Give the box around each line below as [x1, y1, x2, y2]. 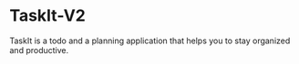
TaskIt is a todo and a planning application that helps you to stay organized [9, 35, 291, 46]
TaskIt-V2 [9, 5, 87, 26]
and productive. [9, 44, 69, 55]
